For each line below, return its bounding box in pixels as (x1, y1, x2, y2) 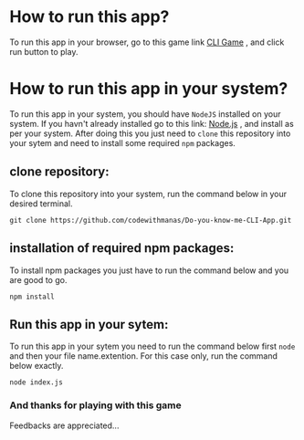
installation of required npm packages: (9, 240, 235, 257)
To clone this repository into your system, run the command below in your (9, 188, 288, 199)
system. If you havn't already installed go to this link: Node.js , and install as (9, 118, 294, 129)
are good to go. (9, 274, 68, 285)
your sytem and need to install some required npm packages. (9, 137, 236, 148)
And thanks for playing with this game (9, 399, 183, 412)
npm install (9, 292, 55, 301)
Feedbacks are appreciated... (9, 420, 120, 431)
